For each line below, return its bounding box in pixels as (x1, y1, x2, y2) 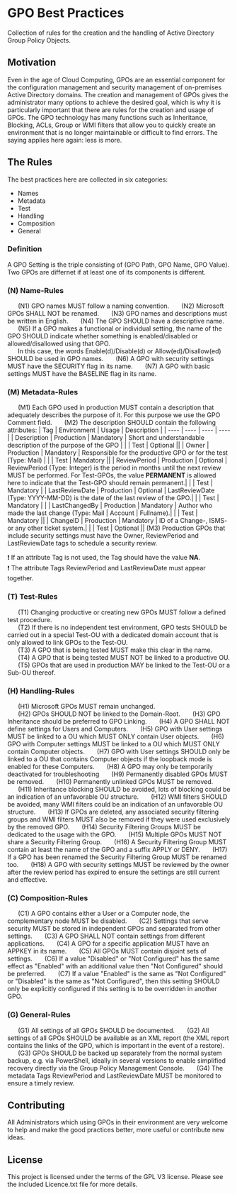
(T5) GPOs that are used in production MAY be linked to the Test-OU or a (17, 660, 231, 669)
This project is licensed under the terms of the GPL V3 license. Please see (7, 1173, 224, 1181)
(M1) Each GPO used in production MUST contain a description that (17, 403, 214, 412)
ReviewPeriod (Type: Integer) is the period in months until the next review (7, 463, 221, 472)
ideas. (7, 1133, 25, 1142)
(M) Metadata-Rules (7, 387, 79, 397)
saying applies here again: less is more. (7, 136, 122, 144)
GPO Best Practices (7, 5, 125, 21)
